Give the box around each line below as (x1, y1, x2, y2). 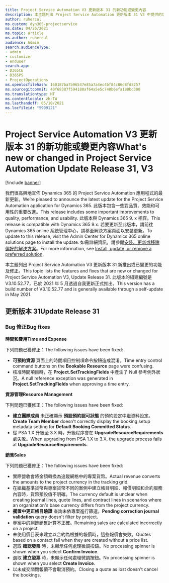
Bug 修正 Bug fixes (5, 324, 50, 331)
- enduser (5, 59, 26, 64)
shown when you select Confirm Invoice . (12, 548, 99, 554)
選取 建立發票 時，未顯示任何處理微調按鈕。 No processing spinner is (12, 554, 155, 560)
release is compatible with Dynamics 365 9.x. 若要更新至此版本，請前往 (5, 221, 153, 227)
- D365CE (5, 68, 24, 73)
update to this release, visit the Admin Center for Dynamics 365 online (5, 233, 151, 239)
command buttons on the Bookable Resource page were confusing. (12, 363, 154, 369)
